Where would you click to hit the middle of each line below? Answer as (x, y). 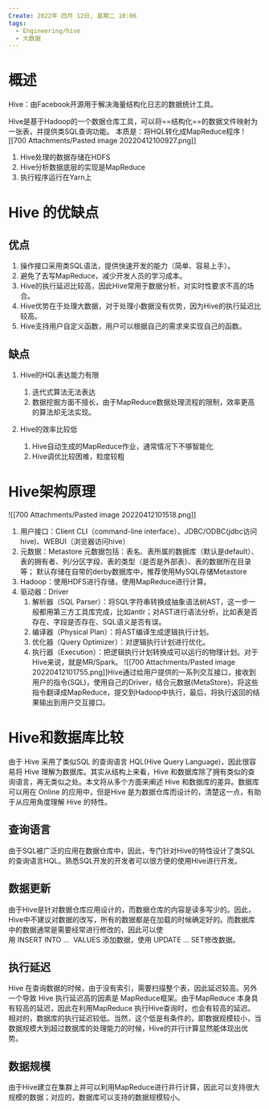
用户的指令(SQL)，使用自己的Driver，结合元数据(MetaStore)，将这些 (145, 682)
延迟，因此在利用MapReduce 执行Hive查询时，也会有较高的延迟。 (145, 1008)
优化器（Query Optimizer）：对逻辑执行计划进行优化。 (121, 641)
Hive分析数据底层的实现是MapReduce (83, 167)
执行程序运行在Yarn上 (56, 177)
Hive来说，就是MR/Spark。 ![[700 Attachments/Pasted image (133, 662)
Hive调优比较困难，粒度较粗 (78, 456)
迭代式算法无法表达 (64, 392)
